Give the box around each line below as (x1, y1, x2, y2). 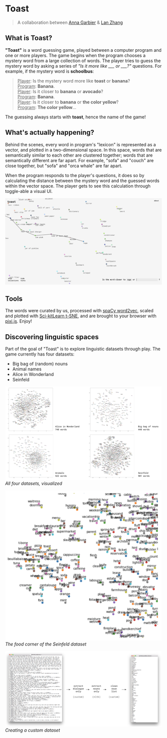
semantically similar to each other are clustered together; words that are (5, 152, 153, 158)
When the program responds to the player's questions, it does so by (5, 172, 145, 178)
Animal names (12, 366, 42, 372)
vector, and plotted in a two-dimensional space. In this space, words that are (5, 147, 162, 153)
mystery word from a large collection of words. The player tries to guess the (5, 58, 161, 64)
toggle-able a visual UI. (5, 188, 53, 194)
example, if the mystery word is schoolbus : (5, 68, 94, 74)
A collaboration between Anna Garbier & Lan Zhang (17, 19, 123, 25)
